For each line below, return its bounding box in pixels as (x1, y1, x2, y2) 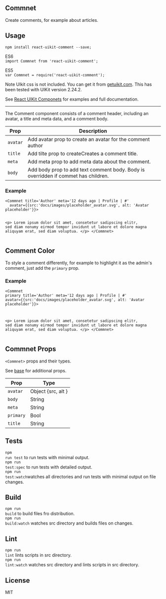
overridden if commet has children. (28, 172, 109, 179)
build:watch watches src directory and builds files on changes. (5, 520, 133, 526)
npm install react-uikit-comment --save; (5, 45, 92, 50)
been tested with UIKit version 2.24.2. (5, 86, 83, 92)
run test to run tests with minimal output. (5, 454, 90, 460)
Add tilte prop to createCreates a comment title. (28, 150, 138, 157)
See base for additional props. (5, 367, 67, 373)
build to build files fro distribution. (5, 511, 75, 517)
